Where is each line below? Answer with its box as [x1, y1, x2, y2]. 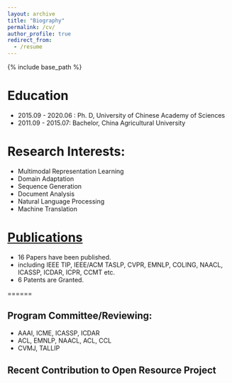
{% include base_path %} [7, 63, 82, 71]
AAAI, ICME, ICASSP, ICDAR [17, 328, 100, 337]
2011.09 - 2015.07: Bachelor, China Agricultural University [17, 118, 186, 127]
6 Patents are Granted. [17, 275, 84, 284]
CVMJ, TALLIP [17, 343, 60, 352]
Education [7, 88, 69, 104]
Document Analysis [17, 189, 75, 198]
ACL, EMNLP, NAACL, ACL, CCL [17, 336, 112, 345]
